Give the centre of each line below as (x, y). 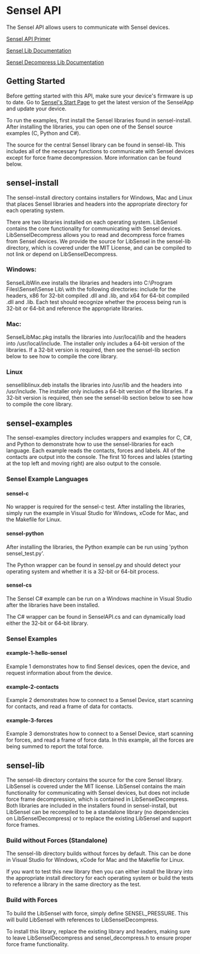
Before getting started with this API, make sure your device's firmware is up (100, 96)
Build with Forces (32, 900)
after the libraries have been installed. (53, 605)
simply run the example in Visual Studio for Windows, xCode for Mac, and (97, 513)
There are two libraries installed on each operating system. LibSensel (92, 222)
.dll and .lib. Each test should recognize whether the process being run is (96, 302)
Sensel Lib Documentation (39, 50)
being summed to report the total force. (55, 747)
